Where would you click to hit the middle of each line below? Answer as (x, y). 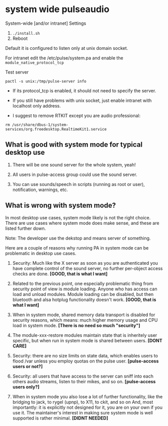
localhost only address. (37, 106)
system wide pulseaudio (57, 9)
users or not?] (27, 366)
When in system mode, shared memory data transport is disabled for (84, 315)
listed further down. (26, 228)
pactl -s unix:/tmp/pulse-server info (46, 81)
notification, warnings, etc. (40, 190)
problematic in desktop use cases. (41, 253)
